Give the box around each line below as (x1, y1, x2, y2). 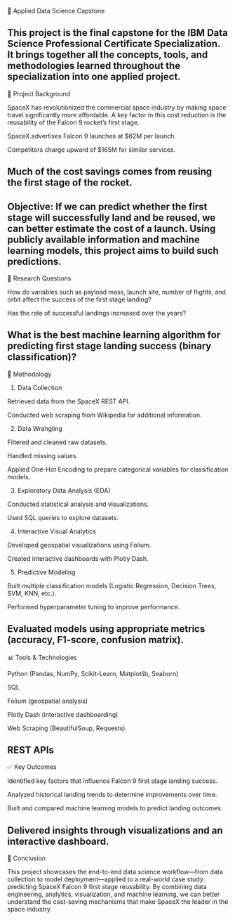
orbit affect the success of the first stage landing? (7, 295, 152, 304)
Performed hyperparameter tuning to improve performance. (7, 602, 180, 611)
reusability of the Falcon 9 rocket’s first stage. (7, 118, 140, 127)
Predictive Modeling (17, 568, 76, 576)
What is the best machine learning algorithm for (7, 329, 221, 341)
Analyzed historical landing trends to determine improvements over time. (7, 791, 217, 799)
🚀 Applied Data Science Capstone (7, 7, 105, 15)
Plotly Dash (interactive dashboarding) (7, 710, 119, 718)
